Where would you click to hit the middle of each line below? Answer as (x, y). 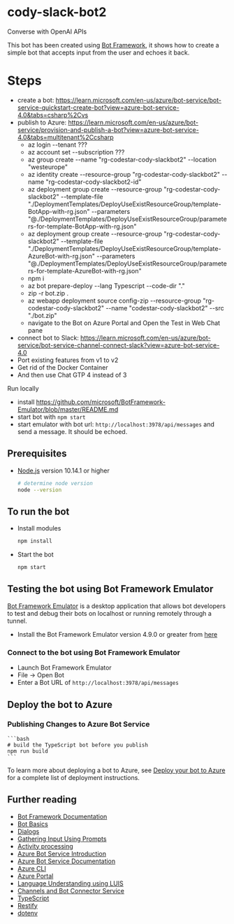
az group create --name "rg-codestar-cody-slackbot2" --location (122, 159)
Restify (28, 905)
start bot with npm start (51, 417)
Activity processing (45, 846)
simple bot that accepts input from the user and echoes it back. (98, 52)
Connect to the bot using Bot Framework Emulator (94, 652)
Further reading (42, 800)
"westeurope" (48, 167)
